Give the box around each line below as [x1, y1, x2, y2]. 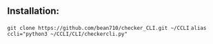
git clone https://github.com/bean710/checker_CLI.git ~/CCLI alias [7, 24, 207, 31]
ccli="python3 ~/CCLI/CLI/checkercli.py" [7, 30, 128, 37]
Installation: [7, 5, 60, 17]
